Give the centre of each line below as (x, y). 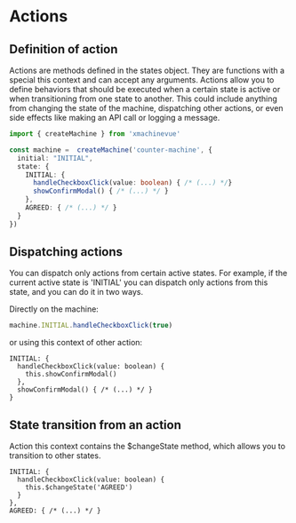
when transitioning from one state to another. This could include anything (144, 99)
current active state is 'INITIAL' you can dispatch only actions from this (139, 282)
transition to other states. (55, 456)
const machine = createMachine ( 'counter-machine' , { (111, 150)
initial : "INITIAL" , (55, 158)
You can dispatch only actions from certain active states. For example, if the (148, 273)
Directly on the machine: (54, 309)
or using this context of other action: (76, 343)
